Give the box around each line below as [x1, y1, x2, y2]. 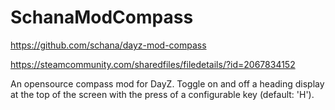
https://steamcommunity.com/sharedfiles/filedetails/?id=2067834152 [10, 58, 296, 70]
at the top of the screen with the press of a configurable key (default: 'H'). [10, 88, 315, 100]
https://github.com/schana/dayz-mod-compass [10, 39, 207, 51]
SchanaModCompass [10, 6, 194, 29]
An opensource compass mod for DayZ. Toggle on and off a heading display [10, 77, 325, 90]
